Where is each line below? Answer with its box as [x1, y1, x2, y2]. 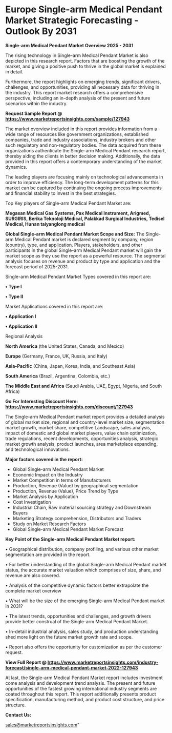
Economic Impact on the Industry [12, 471, 83, 478]
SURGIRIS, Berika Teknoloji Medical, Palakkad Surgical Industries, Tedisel [5, 215, 165, 222]
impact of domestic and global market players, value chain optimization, [5, 430, 157, 436]
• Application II [5, 323, 37, 329]
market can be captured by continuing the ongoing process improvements [5, 185, 162, 191]
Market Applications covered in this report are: [5, 303, 103, 309]
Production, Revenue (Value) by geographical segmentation [12, 482, 139, 488]
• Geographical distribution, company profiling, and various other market [5, 546, 159, 552]
